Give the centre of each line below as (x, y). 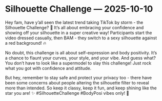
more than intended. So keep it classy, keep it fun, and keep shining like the (81, 88)
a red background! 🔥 (26, 43)
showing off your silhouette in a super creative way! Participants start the (79, 33)
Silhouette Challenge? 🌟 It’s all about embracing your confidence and (74, 27)
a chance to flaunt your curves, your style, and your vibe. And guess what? (81, 58)
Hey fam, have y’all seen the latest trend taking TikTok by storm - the (74, 22)
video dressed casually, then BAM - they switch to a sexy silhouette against (81, 38)
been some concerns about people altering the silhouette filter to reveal (77, 83)
